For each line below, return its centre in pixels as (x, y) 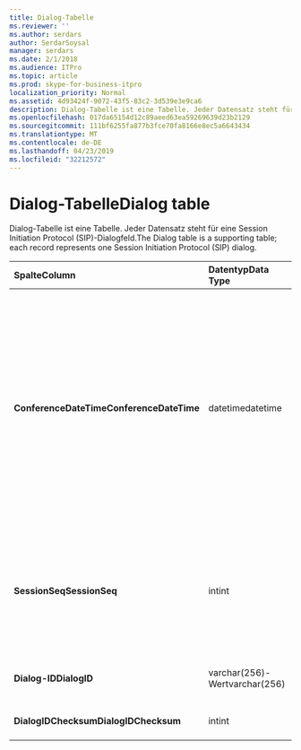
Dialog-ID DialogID (54, 678)
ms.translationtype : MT (54, 135)
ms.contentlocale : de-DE (56, 143)
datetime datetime (245, 408)
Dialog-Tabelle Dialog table (110, 204)
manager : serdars (42, 51)
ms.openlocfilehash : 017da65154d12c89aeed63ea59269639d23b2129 (130, 118)
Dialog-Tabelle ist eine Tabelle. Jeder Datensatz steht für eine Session (139, 229)
